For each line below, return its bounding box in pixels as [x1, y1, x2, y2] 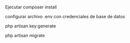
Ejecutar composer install [5, 4, 57, 10]
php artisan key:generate [5, 23, 56, 29]
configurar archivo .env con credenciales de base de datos [5, 14, 126, 19]
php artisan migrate [5, 33, 45, 38]
